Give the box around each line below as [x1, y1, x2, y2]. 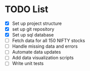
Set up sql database [12, 32, 54, 38]
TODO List [5, 4, 49, 15]
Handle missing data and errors [12, 43, 78, 49]
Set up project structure [12, 20, 62, 26]
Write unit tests [12, 60, 44, 66]
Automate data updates [12, 49, 61, 55]
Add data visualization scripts [12, 55, 74, 61]
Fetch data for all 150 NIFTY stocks [12, 38, 85, 44]
